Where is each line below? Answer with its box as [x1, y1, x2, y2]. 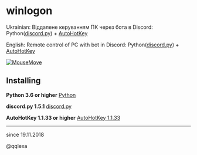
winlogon [6, 4, 53, 18]
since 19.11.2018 [6, 131, 45, 138]
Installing [6, 76, 41, 86]
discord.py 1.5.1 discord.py [6, 103, 72, 110]
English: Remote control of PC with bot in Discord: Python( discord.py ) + [6, 41, 179, 48]
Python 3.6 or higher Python [6, 91, 76, 98]
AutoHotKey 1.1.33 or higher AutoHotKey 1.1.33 [6, 114, 121, 121]
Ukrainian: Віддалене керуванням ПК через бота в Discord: [6, 23, 154, 31]
